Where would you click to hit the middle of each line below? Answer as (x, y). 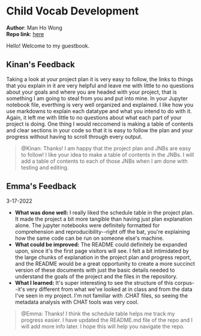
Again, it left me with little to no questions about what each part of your (94, 117)
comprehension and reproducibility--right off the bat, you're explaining (102, 231)
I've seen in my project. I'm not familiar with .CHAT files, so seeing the (101, 295)
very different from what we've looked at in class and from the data (109, 289)
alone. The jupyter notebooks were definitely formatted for (87, 225)
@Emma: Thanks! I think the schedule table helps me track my (98, 313)
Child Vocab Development (73, 11)
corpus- (184, 283)
